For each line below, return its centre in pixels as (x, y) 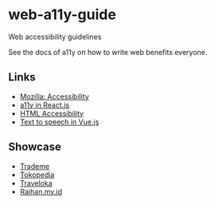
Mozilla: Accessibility (54, 96)
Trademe (35, 166)
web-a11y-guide (63, 15)
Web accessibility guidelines (55, 37)
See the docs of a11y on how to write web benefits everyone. (108, 52)
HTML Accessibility (52, 113)
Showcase (35, 147)
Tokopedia (37, 175)
